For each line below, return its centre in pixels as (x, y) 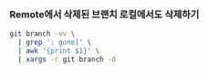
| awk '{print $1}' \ (59, 51)
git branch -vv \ (42, 34)
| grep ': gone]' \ (55, 43)
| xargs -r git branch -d (67, 59)
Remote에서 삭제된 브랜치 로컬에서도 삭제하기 (104, 14)
